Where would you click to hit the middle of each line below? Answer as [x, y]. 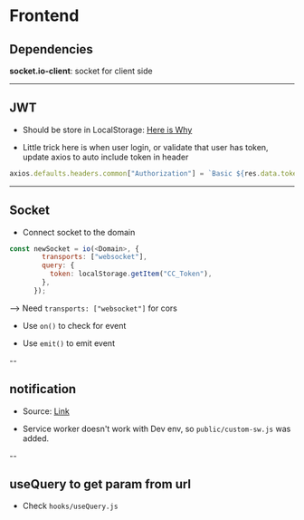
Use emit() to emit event [69, 343]
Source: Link [46, 411]
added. [36, 438]
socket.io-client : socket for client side [81, 71]
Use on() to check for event [74, 325]
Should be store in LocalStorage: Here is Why [107, 130]
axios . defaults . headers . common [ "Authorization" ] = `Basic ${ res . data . [145, 173]
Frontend [44, 16]
